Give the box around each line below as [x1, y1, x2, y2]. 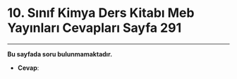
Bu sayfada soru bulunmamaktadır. [7, 49, 113, 58]
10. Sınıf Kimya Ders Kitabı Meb [7, 5, 195, 21]
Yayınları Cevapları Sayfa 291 [7, 20, 182, 36]
